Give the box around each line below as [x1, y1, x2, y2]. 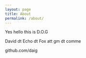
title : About [5, 12, 31, 16]
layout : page [5, 7, 31, 12]
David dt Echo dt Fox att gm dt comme [5, 38, 81, 44]
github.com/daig [5, 47, 37, 53]
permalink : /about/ [5, 16, 44, 21]
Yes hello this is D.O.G [5, 29, 48, 35]
